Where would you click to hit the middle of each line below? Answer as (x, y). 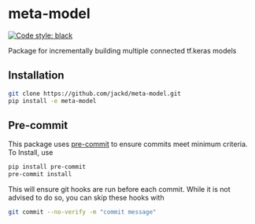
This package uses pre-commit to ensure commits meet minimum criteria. (128, 144)
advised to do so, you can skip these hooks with (86, 198)
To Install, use (31, 152)
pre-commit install (40, 174)
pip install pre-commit (47, 167)
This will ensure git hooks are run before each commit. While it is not (119, 189)
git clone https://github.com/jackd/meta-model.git (94, 94)
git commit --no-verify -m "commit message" (82, 212)
